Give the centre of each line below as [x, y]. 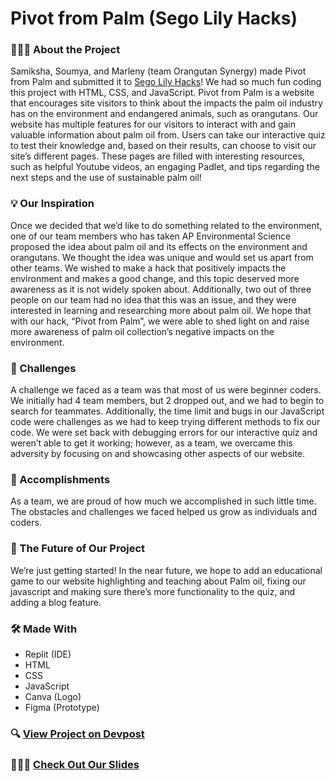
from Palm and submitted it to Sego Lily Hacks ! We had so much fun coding [166, 82]
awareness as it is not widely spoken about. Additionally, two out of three [161, 289]
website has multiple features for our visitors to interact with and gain [153, 124]
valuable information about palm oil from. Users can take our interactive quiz [168, 135]
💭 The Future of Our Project [78, 549]
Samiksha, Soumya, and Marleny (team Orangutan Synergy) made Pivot [158, 71]
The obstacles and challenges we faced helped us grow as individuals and [164, 512]
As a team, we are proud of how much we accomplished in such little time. [163, 501]
